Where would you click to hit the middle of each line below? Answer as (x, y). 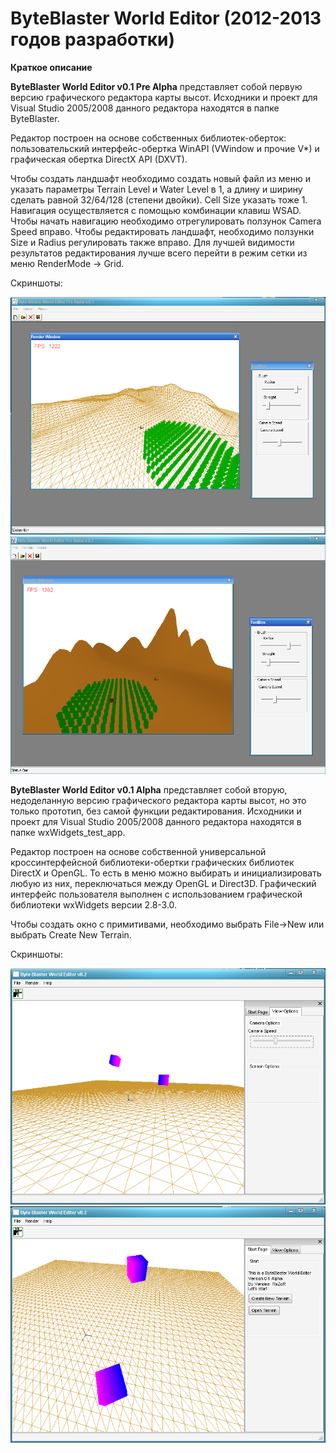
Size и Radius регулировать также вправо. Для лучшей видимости (152, 242)
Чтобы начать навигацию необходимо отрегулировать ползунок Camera (166, 221)
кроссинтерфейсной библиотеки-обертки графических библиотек (152, 862)
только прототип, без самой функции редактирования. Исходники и (156, 811)
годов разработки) (92, 39)
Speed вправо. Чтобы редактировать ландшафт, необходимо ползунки (162, 231)
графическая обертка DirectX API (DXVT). (99, 159)
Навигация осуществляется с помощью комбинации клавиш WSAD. (156, 210)
